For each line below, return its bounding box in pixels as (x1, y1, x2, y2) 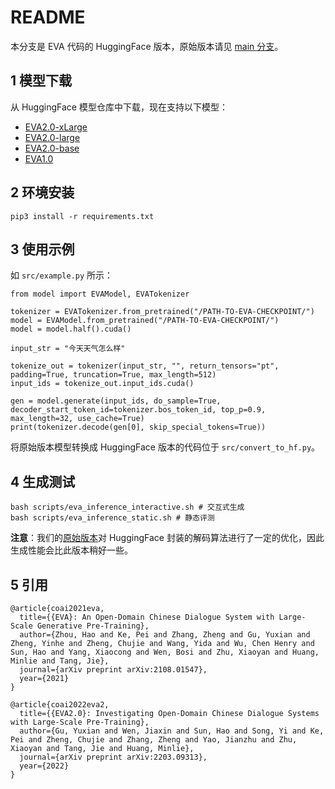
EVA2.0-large (24, 131, 81, 143)
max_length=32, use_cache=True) (10, 414, 145, 424)
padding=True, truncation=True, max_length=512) (10, 370, 217, 380)
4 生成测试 (10, 473, 76, 490)
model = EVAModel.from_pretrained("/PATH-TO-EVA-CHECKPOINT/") (10, 316, 280, 326)
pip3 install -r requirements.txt (10, 211, 155, 221)
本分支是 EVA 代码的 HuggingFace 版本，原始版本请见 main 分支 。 (10, 40, 284, 52)
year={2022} (19, 761, 70, 771)
